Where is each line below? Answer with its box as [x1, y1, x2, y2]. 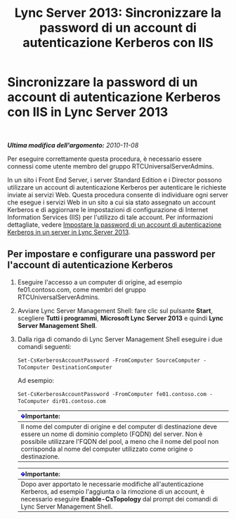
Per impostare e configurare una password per [7, 248, 216, 261]
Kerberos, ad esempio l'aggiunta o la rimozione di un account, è [20, 487, 205, 496]
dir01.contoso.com [52, 398, 107, 405]
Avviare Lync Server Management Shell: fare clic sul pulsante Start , [17, 306, 213, 315]
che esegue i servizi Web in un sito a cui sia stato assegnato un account [7, 198, 216, 206]
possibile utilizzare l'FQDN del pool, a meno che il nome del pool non [20, 437, 219, 445]
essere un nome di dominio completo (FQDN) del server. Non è [20, 430, 203, 438]
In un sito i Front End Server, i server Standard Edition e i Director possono [7, 176, 223, 184]
